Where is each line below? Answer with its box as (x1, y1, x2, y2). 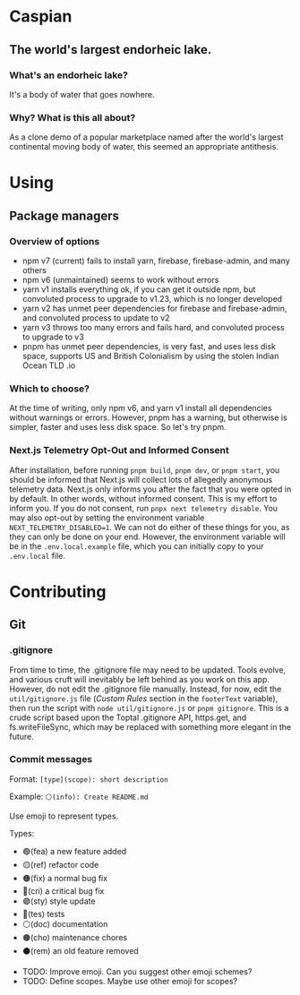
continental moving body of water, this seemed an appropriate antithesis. (9, 142, 279, 152)
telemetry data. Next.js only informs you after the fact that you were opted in (9, 484, 292, 494)
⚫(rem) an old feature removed (21, 945, 139, 956)
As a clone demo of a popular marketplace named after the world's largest (9, 132, 284, 142)
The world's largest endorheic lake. (9, 42, 212, 57)
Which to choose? (9, 382, 90, 395)
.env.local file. (9, 550, 65, 561)
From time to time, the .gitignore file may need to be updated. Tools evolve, (9, 665, 287, 675)
